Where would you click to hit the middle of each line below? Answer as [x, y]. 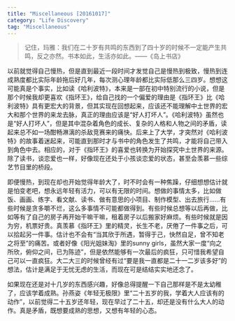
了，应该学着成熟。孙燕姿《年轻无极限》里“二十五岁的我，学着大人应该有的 [116, 293]
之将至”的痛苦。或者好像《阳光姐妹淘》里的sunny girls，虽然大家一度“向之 [115, 243]
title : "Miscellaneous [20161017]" [59, 14]
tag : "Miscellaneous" [39, 27]
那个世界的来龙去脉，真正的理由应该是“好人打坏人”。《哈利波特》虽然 [119, 115]
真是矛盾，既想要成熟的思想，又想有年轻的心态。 [90, 311]
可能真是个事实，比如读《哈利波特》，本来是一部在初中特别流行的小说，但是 [116, 89]
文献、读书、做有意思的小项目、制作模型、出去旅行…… [141, 199]
